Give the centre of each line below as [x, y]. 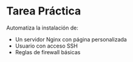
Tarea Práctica [44, 11]
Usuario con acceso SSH [46, 46]
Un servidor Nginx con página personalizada [71, 39]
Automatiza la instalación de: [43, 28]
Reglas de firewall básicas [48, 52]
